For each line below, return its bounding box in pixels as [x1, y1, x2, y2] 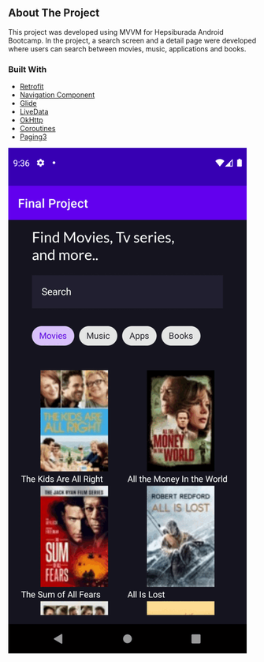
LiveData [19, 107, 49, 117]
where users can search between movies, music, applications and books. [8, 43, 247, 54]
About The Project [8, 6, 100, 20]
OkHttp [19, 115, 43, 125]
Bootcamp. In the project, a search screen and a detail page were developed [8, 36, 257, 45]
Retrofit [19, 82, 44, 92]
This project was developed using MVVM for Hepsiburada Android [8, 27, 225, 36]
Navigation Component [19, 90, 95, 100]
